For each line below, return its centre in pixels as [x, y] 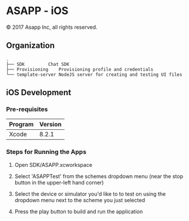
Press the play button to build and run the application [79, 211]
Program [21, 125]
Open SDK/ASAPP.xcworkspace [53, 165]
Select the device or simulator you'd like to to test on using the [90, 194]
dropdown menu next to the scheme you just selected [80, 200]
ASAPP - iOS [37, 11]
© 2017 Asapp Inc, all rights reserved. [52, 27]
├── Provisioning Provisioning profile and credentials [80, 69]
